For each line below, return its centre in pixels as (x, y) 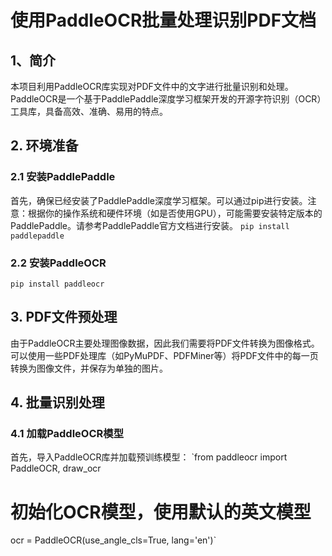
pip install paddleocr (57, 284)
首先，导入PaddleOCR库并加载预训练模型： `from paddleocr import (149, 457)
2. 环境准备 (44, 146)
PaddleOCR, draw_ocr (56, 468)
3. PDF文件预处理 (64, 317)
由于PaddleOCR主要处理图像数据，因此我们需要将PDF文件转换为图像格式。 (165, 343)
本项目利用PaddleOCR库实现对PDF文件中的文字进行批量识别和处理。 (152, 86)
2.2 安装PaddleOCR (58, 263)
